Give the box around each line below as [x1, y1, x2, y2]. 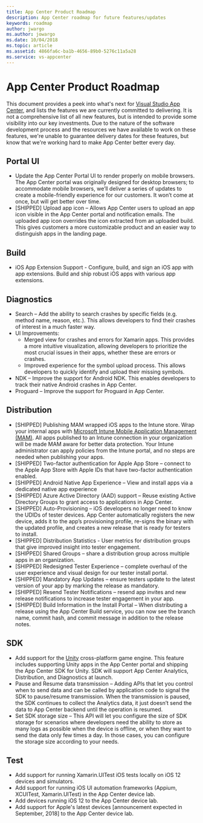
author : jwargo [6, 25, 45, 32]
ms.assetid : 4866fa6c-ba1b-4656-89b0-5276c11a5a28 [6, 48, 137, 55]
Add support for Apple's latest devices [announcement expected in [14, 804, 182, 811]
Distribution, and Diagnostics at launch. [14, 673, 113, 681]
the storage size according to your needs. [14, 738, 120, 745]
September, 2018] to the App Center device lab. [14, 810, 134, 818]
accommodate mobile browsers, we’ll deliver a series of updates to [14, 185, 182, 193]
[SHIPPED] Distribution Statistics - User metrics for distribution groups [14, 537, 190, 544]
